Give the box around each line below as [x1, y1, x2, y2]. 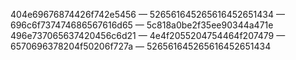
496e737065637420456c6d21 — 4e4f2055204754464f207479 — [10, 30, 286, 41]
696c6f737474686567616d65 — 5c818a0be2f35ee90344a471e [10, 19, 274, 31]
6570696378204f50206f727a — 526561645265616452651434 [10, 40, 272, 52]
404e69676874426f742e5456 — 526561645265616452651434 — [10, 9, 285, 20]
